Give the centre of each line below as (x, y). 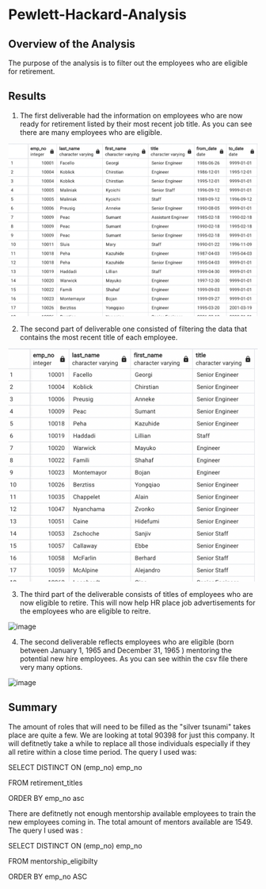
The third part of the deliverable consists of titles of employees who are (136, 595)
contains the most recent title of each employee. (99, 337)
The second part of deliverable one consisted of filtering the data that (133, 329)
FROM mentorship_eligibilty (53, 861)
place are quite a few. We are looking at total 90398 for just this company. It (131, 735)
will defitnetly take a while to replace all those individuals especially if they (129, 743)
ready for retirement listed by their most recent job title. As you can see (136, 124)
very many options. (51, 668)
